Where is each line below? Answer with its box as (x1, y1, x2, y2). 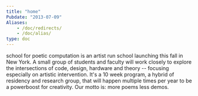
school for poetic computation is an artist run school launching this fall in (6, 52, 183, 59)
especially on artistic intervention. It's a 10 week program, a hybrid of (6, 71, 174, 78)
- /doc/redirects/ (17, 25, 62, 31)
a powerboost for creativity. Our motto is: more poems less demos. (6, 84, 170, 90)
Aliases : (6, 19, 28, 25)
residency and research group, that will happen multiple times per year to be (6, 77, 192, 84)
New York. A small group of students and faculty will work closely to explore (6, 58, 192, 65)
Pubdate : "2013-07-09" (6, 14, 62, 20)
